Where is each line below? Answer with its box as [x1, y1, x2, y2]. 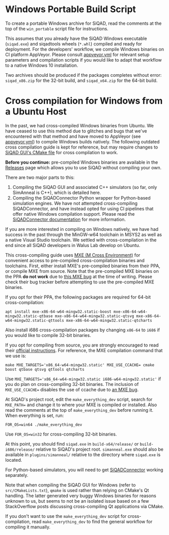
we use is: [5, 353, 26, 359]
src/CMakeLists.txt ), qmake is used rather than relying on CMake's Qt [5, 487, 149, 493]
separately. [5, 472, 29, 478]
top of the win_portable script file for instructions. [5, 25, 108, 31]
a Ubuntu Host [5, 106, 67, 117]
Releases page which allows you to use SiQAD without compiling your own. [5, 164, 162, 170]
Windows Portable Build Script [5, 4, 136, 15]
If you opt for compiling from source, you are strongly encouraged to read [5, 342, 159, 348]
